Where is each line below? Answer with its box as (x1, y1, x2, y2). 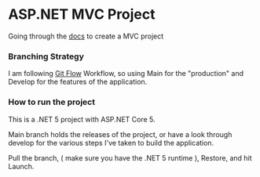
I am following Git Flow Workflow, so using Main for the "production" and (8, 69, 244, 78)
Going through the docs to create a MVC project (8, 31, 164, 41)
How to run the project (8, 96, 96, 107)
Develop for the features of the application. (8, 77, 148, 87)
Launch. (8, 161, 35, 171)
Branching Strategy (8, 51, 84, 62)
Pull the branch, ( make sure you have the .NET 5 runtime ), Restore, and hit (8, 153, 253, 162)
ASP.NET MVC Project (8, 5, 156, 23)
